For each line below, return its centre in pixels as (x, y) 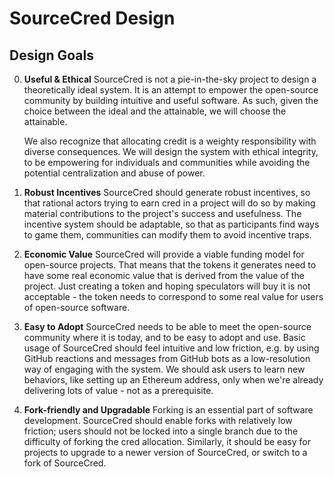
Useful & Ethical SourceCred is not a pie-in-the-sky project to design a (170, 79)
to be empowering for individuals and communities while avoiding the (167, 162)
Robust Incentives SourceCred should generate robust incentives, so (167, 192)
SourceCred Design (92, 18)
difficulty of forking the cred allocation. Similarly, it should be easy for (167, 441)
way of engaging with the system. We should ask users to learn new (164, 369)
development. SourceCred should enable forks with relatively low (158, 420)
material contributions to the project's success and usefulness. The (162, 213)
